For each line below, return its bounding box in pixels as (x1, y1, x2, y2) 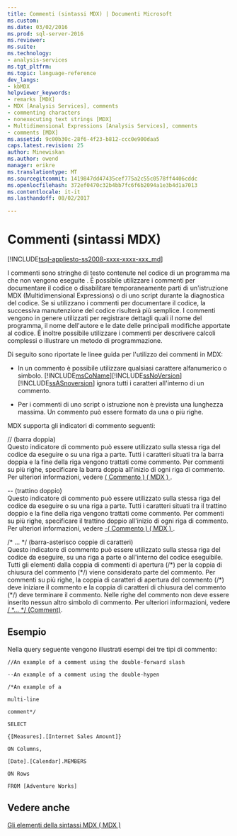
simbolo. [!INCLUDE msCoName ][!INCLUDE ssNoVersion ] (17, 371, 183, 380)
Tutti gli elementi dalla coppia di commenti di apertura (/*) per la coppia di (7, 560, 223, 569)
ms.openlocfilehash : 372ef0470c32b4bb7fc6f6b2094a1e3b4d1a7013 (7, 181, 198, 188)
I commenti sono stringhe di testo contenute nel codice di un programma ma (7, 269, 231, 277)
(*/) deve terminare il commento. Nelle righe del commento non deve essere (7, 591, 230, 599)
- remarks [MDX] (7, 96, 55, 103)
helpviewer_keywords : (7, 89, 71, 96)
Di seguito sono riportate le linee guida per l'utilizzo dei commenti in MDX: (7, 350, 224, 358)
